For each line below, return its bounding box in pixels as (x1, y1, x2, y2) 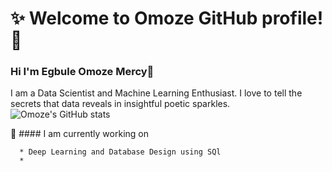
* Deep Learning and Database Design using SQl (19, 147, 222, 157)
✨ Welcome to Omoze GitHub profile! (10, 7, 324, 30)
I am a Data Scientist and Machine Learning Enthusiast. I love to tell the (10, 87, 303, 99)
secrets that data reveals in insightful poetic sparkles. (10, 98, 231, 110)
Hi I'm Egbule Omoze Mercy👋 (10, 65, 155, 79)
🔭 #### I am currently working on (10, 128, 149, 140)
